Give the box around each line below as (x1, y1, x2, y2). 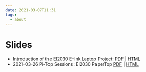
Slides (5, 39, 32, 51)
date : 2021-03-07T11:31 (5, 7, 56, 13)
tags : (5, 12, 17, 17)
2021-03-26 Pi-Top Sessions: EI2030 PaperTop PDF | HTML (12, 61, 139, 67)
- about (10, 17, 27, 22)
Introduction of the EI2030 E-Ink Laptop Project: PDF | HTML (12, 56, 141, 62)
